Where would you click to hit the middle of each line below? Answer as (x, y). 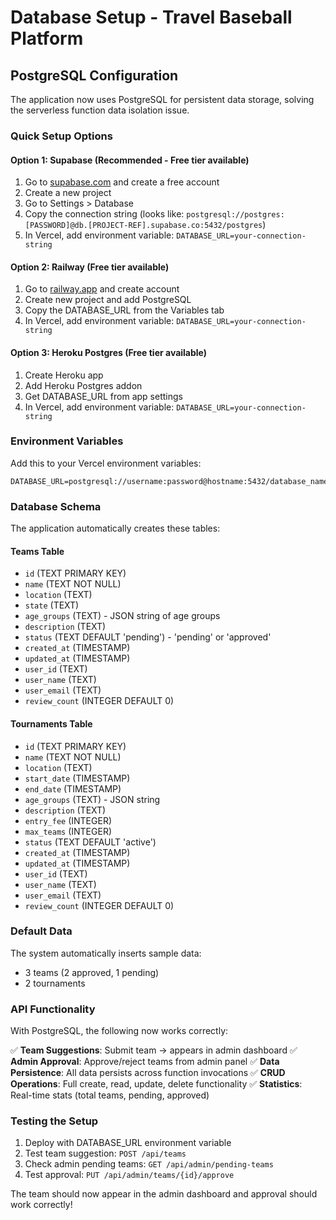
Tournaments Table (51, 723)
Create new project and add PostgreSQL (108, 300)
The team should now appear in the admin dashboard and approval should (164, 1194)
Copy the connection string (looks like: (104, 214)
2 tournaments (55, 983)
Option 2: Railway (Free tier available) (90, 267)
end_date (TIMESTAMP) (73, 788)
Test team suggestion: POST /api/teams (105, 1153)
